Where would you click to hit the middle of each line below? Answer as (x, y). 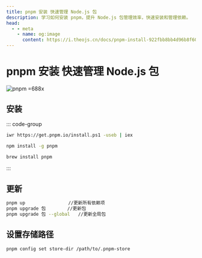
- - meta (23, 29)
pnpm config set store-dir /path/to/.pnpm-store (68, 249)
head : (13, 23)
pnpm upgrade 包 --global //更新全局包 (56, 214)
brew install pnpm (29, 157)
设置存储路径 (30, 235)
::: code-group (24, 124)
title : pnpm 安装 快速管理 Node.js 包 (52, 12)
